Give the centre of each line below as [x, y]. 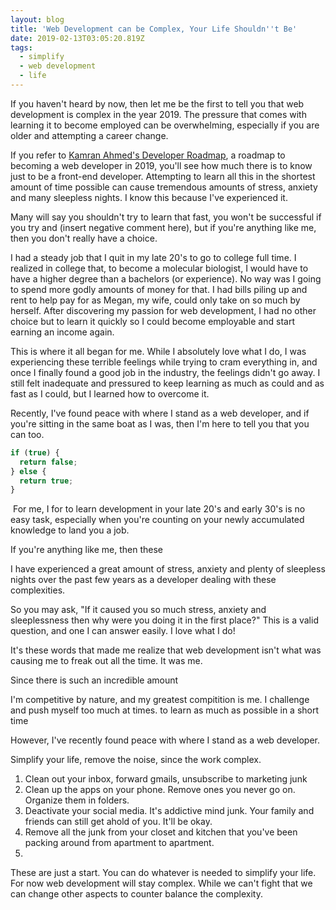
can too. [27, 434]
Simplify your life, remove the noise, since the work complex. [136, 760]
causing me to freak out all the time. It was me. [106, 661]
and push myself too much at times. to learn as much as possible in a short [165, 710]
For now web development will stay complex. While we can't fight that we [161, 883]
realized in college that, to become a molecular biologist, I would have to [159, 268]
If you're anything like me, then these [86, 550]
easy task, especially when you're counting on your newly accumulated [157, 520]
